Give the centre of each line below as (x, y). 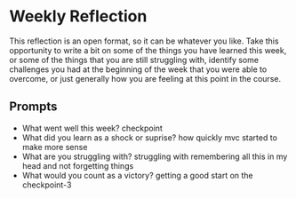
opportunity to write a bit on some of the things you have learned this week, (148, 50)
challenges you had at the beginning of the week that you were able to (138, 69)
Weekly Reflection (78, 16)
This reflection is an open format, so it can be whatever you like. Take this (144, 41)
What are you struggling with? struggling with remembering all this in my (155, 156)
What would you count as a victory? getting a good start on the (137, 175)
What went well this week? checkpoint (92, 128)
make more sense (55, 147)
